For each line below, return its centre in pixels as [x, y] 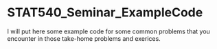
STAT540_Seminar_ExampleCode [105, 13]
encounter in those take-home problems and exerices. [84, 38]
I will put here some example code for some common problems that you [109, 31]
